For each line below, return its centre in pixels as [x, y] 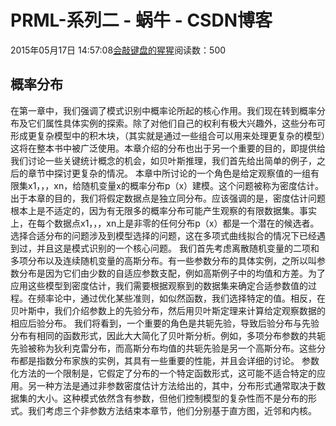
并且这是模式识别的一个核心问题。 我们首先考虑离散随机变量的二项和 [178, 248]
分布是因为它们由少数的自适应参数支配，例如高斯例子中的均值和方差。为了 [172, 273]
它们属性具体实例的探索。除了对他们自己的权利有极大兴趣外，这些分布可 [176, 123]
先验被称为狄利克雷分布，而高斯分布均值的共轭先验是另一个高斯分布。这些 [163, 348]
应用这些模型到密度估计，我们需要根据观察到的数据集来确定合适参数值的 [159, 285]
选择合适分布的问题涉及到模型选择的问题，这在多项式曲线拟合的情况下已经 [163, 235]
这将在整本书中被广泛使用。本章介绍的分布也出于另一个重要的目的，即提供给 [168, 148]
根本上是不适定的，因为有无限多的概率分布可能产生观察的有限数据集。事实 [163, 210]
